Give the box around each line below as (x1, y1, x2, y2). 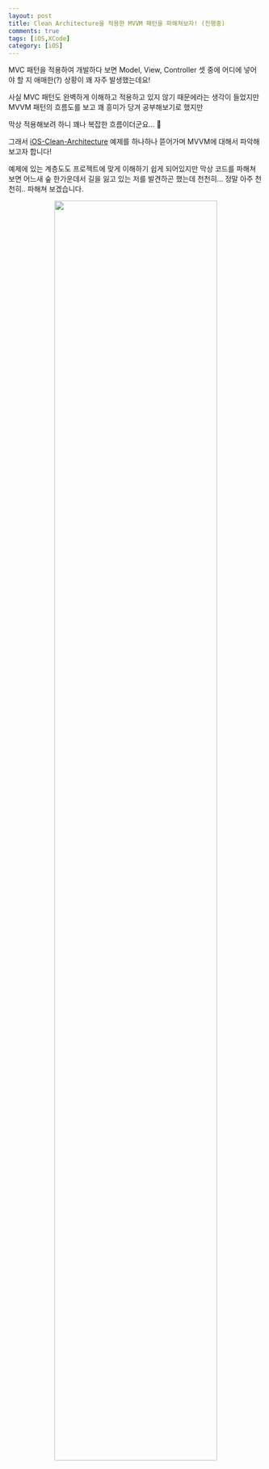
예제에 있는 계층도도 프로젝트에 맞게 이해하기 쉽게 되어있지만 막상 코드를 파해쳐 (8, 164, 257, 174)
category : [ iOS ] (8, 42, 63, 50)
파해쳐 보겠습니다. (27, 184, 84, 194)
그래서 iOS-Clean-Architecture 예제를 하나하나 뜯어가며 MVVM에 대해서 (8, 136, 238, 146)
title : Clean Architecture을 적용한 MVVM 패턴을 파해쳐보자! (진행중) (8, 19, 225, 27)
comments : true (8, 27, 60, 35)
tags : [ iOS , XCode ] (8, 34, 70, 43)
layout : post (8, 11, 53, 20)
